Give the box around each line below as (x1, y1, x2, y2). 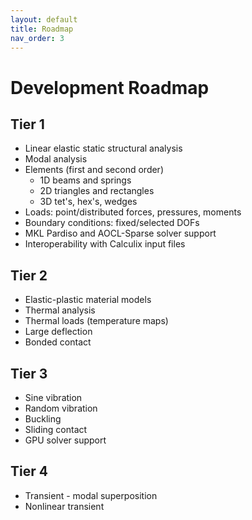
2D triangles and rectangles (39, 185, 155, 197)
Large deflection (24, 326, 93, 338)
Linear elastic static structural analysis (24, 142, 183, 155)
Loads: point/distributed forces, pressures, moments (24, 206, 242, 218)
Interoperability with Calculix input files (24, 238, 186, 250)
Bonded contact (24, 336, 92, 348)
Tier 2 (10, 267, 48, 284)
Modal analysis (24, 153, 88, 165)
